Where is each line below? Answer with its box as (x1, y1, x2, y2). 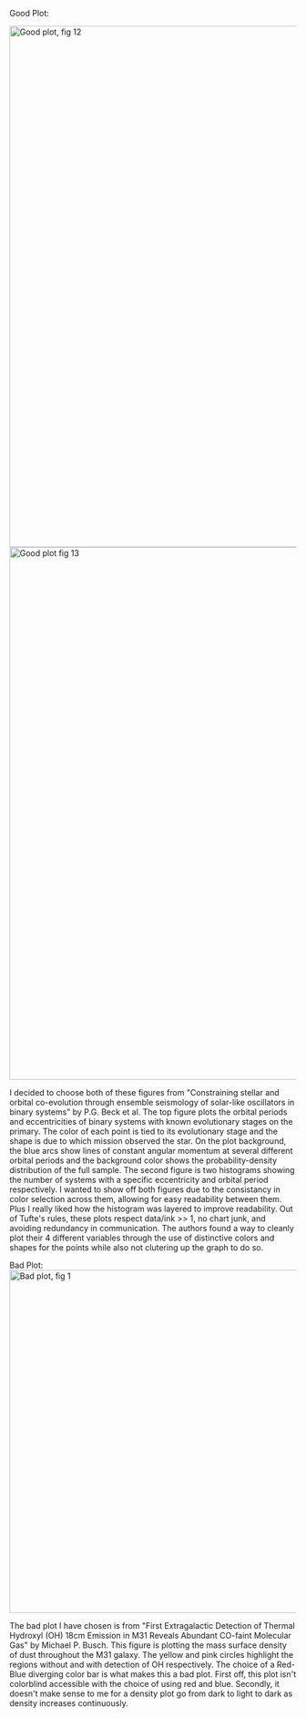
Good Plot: (9, 8, 50, 18)
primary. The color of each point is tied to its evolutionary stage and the (9, 1126, 278, 1137)
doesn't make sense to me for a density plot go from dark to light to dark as (9, 1688, 293, 1699)
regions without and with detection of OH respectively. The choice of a (9, 1659, 275, 1670)
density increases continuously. (9, 1698, 129, 1708)
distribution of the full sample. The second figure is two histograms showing (9, 1165, 295, 1175)
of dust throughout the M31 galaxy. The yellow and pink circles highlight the (9, 1650, 294, 1660)
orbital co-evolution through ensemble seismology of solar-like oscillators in (9, 1097, 295, 1107)
